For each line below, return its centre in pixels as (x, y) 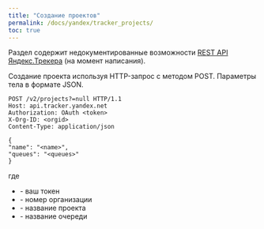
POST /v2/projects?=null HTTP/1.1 (65, 99)
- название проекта (53, 208)
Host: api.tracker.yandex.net (58, 106)
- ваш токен (40, 191)
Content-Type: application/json (61, 127)
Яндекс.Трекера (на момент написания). (77, 61)
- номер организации (56, 200)
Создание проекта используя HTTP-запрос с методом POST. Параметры (132, 77)
